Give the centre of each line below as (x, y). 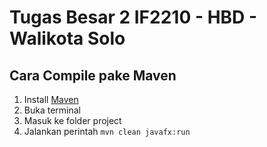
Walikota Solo (67, 38)
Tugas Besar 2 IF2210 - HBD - (133, 17)
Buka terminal (52, 110)
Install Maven (51, 99)
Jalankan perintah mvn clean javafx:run (107, 131)
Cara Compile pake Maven (93, 75)
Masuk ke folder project (72, 120)
